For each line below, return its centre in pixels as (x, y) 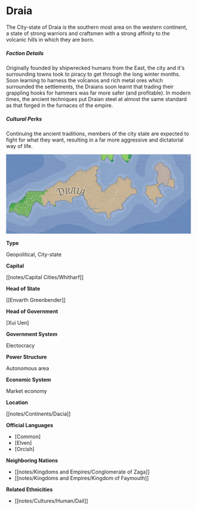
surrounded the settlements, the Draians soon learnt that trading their (90, 86)
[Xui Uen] (18, 323)
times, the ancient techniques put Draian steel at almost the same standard (96, 99)
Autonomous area (28, 368)
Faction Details (25, 53)
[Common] (28, 437)
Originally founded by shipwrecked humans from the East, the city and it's (95, 68)
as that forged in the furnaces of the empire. (60, 105)
